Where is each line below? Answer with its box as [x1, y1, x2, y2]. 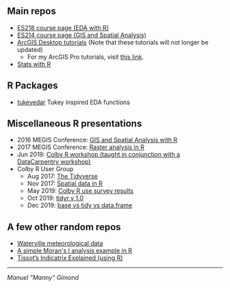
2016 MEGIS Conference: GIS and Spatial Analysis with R [16, 136, 178, 144]
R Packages [7, 80, 58, 92]
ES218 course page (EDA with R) [16, 23, 110, 31]
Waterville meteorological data [16, 239, 103, 248]
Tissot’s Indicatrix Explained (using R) [16, 254, 123, 262]
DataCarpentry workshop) [16, 157, 91, 166]
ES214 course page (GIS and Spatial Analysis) [16, 31, 147, 39]
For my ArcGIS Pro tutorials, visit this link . [27, 53, 144, 61]
